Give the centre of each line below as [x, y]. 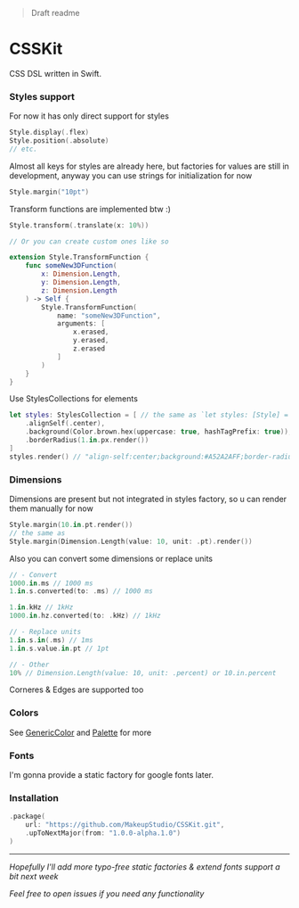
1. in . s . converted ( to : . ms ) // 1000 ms [81, 591]
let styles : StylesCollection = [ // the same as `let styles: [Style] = [149, 415]
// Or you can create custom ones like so [89, 241]
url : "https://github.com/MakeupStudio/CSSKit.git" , [125, 825]
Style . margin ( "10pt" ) [49, 192]
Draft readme [55, 13]
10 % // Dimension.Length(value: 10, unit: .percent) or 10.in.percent [143, 673]
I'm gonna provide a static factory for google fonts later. [112, 775]
